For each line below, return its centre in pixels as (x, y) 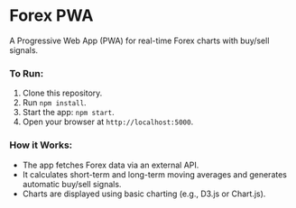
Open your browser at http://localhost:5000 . (108, 122)
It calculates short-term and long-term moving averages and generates (154, 174)
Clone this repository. (62, 93)
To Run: (27, 73)
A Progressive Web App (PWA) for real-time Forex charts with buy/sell (139, 41)
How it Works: (41, 145)
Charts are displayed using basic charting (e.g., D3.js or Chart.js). (144, 194)
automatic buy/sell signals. (72, 184)
